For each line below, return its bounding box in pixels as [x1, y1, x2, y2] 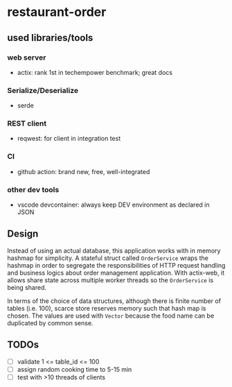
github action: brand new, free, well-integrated [17, 167, 150, 175]
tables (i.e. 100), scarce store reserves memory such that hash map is [7, 304, 206, 312]
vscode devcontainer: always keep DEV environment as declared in [17, 200, 210, 209]
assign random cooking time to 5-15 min [17, 365, 132, 373]
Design [7, 228, 39, 240]
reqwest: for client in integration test [17, 135, 121, 143]
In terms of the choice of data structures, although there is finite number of [7, 296, 222, 305]
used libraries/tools [7, 32, 93, 44]
